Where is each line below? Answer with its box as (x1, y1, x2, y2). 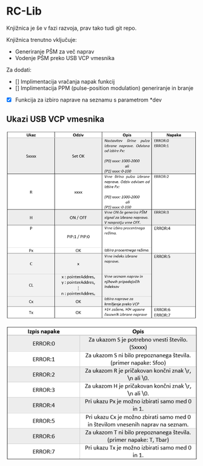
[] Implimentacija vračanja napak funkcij (15, 78, 115, 85)
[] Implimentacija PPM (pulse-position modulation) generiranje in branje (15, 84, 194, 92)
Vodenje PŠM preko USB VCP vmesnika (15, 54, 115, 61)
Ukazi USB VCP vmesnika (6, 114, 105, 125)
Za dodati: (6, 66, 32, 74)
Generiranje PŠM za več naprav (15, 47, 95, 55)
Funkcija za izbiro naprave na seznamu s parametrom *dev (15, 96, 162, 103)
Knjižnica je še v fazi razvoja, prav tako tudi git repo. (6, 24, 137, 32)
